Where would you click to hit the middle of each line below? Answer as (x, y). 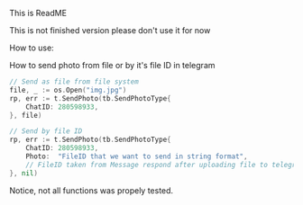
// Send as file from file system (74, 82)
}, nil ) (24, 173)
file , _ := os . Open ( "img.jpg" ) (68, 90)
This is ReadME (38, 13)
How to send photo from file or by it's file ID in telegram (112, 65)
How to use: (32, 48)
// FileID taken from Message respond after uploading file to (147, 165)
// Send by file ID (46, 131)
